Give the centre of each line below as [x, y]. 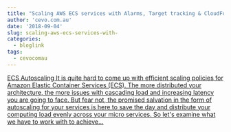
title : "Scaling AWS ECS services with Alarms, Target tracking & [104, 13]
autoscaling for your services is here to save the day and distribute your [109, 107]
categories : [24, 39]
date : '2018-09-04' [35, 26]
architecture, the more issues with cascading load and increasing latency [111, 92]
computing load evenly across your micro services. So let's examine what [111, 114]
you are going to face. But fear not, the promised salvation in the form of [110, 100]
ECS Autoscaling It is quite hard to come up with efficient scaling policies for [115, 78]
